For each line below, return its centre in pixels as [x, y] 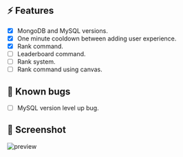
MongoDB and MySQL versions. [62, 31]
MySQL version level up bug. [58, 108]
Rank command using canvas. [60, 69]
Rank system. [36, 62]
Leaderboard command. [51, 54]
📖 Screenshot [37, 130]
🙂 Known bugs [39, 92]
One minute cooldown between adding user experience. [97, 38]
